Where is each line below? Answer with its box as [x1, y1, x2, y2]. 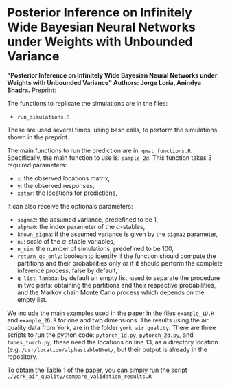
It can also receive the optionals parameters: [7, 202, 133, 210]
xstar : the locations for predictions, [16, 189, 118, 197]
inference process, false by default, [16, 266, 118, 274]
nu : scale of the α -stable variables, [16, 237, 115, 245]
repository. [7, 352, 38, 361]
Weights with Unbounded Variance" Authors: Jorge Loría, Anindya [7, 78, 201, 86]
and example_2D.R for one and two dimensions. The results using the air [7, 316, 209, 324]
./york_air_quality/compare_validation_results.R [7, 373, 152, 380]
